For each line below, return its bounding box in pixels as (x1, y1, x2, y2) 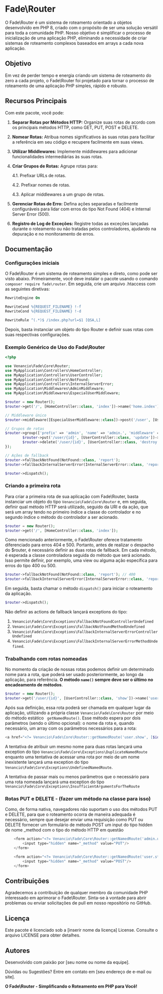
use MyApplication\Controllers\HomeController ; (5, 368, 103, 373)
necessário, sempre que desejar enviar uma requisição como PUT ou (5, 817, 144, 823)
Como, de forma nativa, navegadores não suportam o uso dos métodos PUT (5, 807, 158, 812)
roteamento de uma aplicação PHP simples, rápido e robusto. (5, 83, 128, 89)
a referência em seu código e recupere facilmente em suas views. (12, 139, 144, 145)
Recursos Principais (5, 97, 67, 105)
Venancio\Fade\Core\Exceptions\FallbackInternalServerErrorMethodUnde (12, 639, 158, 644)
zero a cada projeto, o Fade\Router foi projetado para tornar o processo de (5, 77, 154, 83)
